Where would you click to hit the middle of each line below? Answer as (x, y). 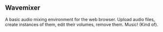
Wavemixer (23, 8)
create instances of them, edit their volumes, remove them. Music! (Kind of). (82, 24)
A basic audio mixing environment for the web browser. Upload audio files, (80, 19)
